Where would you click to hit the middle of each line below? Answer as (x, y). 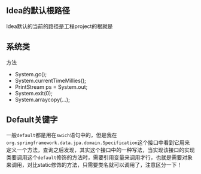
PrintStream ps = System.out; (51, 87)
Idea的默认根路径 (38, 11)
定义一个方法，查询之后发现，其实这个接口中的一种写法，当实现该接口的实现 (100, 150)
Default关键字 (32, 120)
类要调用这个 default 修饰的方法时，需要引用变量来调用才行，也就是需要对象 (100, 157)
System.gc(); (31, 74)
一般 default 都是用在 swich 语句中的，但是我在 (62, 135)
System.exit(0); (33, 93)
